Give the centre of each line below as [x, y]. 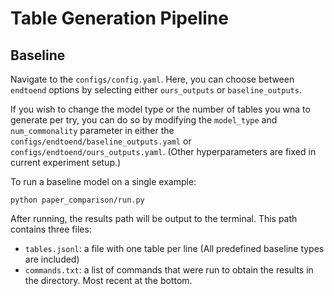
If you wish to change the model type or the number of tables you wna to [160, 109]
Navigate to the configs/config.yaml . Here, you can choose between [152, 79]
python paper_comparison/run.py [77, 200]
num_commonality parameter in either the [92, 130]
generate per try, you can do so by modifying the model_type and [144, 120]
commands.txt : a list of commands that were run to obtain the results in [169, 270]
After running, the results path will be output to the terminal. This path [154, 218]
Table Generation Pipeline [119, 18]
